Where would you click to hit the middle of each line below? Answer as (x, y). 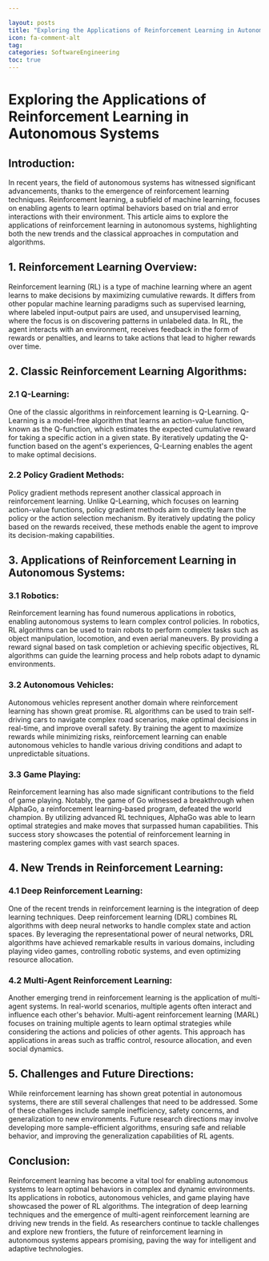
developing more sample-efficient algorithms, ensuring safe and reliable (127, 1127)
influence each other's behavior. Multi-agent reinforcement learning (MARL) (134, 1015)
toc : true (25, 60)
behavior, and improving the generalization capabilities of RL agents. (121, 1136)
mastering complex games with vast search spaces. (94, 843)
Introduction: (42, 163)
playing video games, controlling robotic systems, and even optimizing (125, 951)
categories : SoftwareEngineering (64, 53)
